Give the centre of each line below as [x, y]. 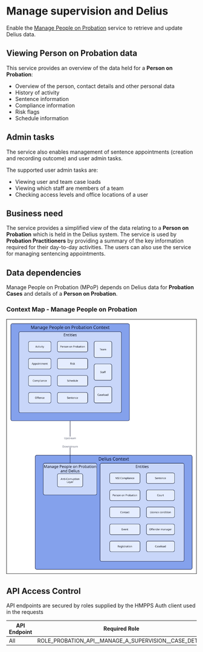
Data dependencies [44, 272]
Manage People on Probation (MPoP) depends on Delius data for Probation [100, 287]
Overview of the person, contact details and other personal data [95, 86]
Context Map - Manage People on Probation [72, 310]
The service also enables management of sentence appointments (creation [100, 152]
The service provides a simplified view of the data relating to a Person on [98, 228]
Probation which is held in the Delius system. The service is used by [92, 235]
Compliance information [45, 105]
